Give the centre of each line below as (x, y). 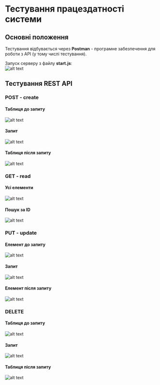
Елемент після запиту (28, 288)
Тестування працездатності (65, 9)
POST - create (22, 97)
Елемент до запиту (25, 244)
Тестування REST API (39, 84)
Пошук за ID (18, 209)
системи (23, 19)
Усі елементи (19, 188)
